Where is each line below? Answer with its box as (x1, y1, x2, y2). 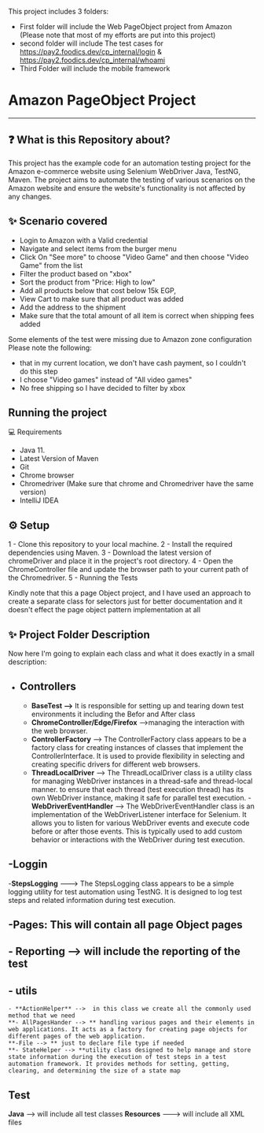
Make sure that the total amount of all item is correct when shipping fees (19, 310, 255, 320)
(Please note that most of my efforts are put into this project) (19, 31, 216, 39)
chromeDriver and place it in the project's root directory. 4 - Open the (8, 556, 233, 566)
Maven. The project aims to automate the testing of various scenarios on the (8, 175, 255, 184)
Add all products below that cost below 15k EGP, (19, 285, 177, 295)
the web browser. (31, 726, 88, 735)
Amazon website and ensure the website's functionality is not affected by (8, 183, 246, 192)
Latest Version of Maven (19, 454, 99, 463)
